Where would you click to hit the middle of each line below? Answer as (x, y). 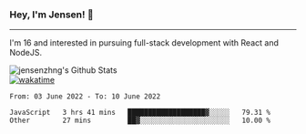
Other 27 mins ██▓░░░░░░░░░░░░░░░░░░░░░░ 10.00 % (140, 121)
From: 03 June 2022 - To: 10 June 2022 (85, 97)
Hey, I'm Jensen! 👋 (51, 15)
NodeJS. (26, 53)
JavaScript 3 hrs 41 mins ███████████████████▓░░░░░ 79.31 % (140, 113)
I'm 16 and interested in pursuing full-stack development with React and (144, 43)
